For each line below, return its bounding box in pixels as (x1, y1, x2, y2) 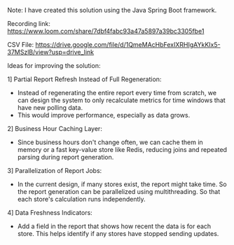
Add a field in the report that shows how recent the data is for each (17, 222, 212, 230)
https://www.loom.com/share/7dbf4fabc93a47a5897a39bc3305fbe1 (7, 27, 205, 35)
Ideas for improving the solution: (7, 62, 101, 69)
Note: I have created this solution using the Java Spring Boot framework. (7, 6, 217, 14)
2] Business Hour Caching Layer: (7, 125, 103, 132)
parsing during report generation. (17, 153, 114, 161)
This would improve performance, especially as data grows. (17, 111, 191, 119)
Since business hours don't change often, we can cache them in (17, 138, 203, 146)
